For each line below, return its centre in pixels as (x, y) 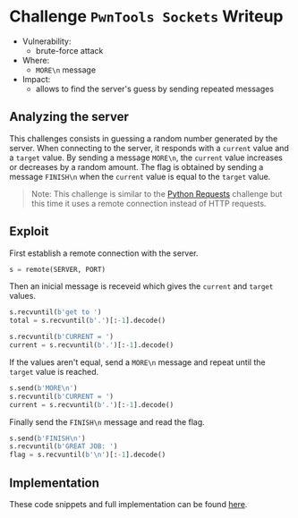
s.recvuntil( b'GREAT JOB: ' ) (64, 446)
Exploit (29, 231)
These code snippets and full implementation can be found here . (128, 504)
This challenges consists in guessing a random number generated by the (144, 138)
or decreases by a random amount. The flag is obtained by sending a (136, 166)
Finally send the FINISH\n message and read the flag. (107, 421)
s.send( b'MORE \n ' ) (43, 388)
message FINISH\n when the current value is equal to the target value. (140, 176)
